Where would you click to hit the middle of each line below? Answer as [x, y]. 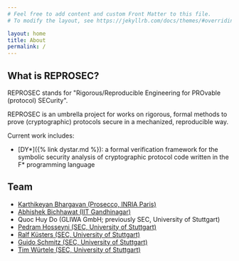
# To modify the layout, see [51, 21]
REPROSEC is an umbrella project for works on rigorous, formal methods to [117, 114]
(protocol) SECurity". [38, 100]
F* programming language [56, 164]
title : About [27, 40]
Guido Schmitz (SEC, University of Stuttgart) [83, 242]
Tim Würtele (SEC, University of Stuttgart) [79, 250]
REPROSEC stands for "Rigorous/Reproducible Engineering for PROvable [114, 93]
